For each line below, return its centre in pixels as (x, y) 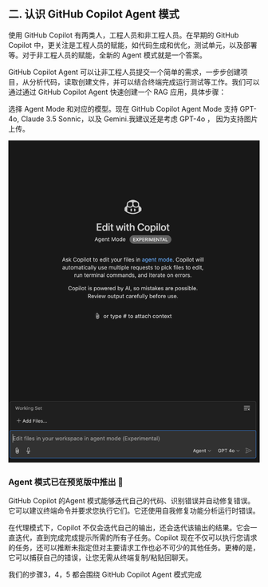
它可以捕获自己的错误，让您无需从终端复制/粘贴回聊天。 (100, 557)
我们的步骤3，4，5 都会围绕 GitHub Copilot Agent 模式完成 (105, 575)
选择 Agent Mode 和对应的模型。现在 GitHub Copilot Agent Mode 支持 (123, 108)
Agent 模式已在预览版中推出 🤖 (66, 482)
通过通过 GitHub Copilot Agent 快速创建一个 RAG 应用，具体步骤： (117, 92)
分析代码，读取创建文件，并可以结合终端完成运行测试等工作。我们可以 (144, 81)
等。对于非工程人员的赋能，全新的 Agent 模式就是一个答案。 (108, 55)
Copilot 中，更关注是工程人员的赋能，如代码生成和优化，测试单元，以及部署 (133, 45)
